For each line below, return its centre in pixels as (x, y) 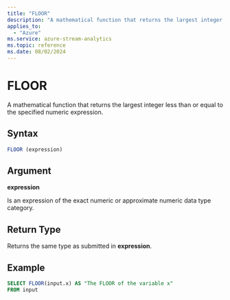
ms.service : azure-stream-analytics (59, 39)
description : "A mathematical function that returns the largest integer (115, 20)
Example (26, 267)
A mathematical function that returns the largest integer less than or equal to (115, 104)
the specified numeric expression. (55, 112)
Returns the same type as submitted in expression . (80, 246)
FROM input (23, 290)
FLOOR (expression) (35, 149)
